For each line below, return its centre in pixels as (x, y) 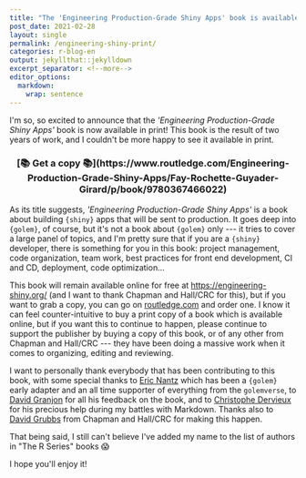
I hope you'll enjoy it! (48, 463)
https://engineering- (229, 285)
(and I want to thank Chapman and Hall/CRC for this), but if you (168, 295)
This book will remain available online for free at (99, 285)
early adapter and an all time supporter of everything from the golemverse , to (153, 390)
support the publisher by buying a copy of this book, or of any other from (147, 333)
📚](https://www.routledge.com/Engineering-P (186, 163)
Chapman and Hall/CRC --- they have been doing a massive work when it (147, 343)
